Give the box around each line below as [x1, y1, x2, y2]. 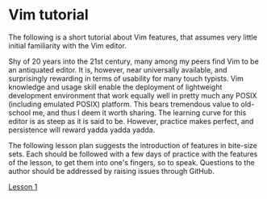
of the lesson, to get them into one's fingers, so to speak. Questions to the [8, 157, 256, 167]
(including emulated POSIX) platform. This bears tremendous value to [8, 99, 240, 109]
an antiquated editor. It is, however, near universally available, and [8, 64, 227, 74]
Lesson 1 [8, 181, 38, 191]
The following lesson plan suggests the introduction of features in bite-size [8, 140, 258, 150]
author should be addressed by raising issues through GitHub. [8, 166, 215, 176]
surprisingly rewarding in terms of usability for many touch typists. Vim [8, 73, 244, 83]
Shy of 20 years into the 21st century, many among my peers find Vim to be [8, 56, 260, 66]
